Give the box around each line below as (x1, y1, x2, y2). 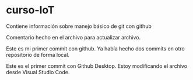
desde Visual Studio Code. (6, 68, 70, 75)
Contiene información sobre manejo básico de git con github (6, 23, 152, 30)
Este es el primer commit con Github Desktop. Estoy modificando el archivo (6, 62, 188, 70)
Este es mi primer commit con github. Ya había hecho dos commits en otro (6, 45, 185, 52)
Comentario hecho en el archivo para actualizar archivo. (6, 34, 141, 41)
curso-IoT (6, 3, 55, 17)
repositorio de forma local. (6, 51, 70, 58)
